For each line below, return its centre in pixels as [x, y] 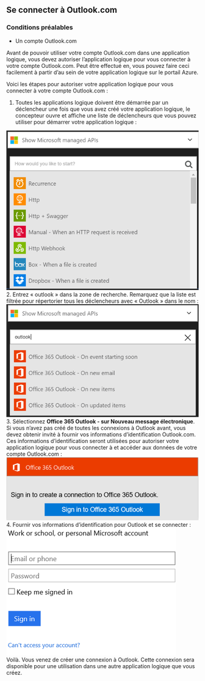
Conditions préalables [40, 28]
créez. [14, 673]
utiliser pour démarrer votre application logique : [76, 122]
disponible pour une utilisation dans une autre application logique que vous [101, 666]
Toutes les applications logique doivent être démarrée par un [92, 102]
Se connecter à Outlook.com [62, 10]
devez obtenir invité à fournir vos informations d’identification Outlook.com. [101, 434]
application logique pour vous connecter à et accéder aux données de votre [102, 447]
